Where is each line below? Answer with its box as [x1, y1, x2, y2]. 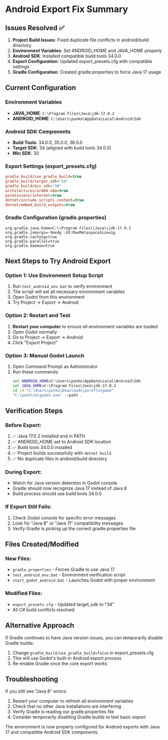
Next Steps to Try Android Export [5, 257, 111, 265]
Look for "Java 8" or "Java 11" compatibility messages [12, 520, 123, 526]
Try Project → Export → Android [12, 300, 79, 306]
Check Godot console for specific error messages [12, 514, 116, 521]
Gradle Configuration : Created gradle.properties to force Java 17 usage [12, 69, 161, 75]
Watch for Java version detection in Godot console [12, 480, 118, 486]
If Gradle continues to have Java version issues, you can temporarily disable [5, 634, 163, 640]
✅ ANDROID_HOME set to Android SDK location [12, 439, 111, 445]
